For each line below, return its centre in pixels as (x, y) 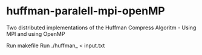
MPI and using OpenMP (36, 33)
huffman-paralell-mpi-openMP (86, 11)
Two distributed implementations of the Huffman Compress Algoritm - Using (101, 27)
